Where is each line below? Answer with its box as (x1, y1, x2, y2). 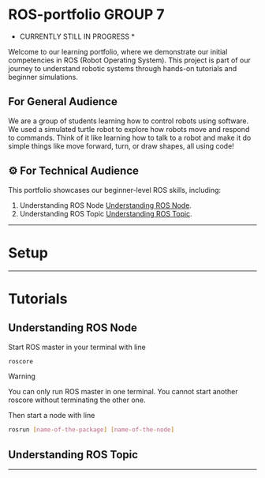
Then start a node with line (8, 411, 95, 420)
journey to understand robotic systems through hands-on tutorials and (8, 63, 237, 73)
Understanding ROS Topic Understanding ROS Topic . (19, 209, 192, 218)
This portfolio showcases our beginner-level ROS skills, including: (8, 185, 222, 194)
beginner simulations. (8, 72, 79, 81)
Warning (8, 371, 35, 381)
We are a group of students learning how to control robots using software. (8, 116, 249, 126)
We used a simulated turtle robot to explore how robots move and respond (8, 124, 250, 134)
